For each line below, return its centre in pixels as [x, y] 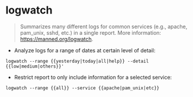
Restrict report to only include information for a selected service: [93, 77]
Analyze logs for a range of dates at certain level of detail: [85, 50]
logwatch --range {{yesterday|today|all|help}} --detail [77, 61]
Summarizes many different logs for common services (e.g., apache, [104, 26]
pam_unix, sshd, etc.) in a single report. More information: [90, 32]
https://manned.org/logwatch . [57, 39]
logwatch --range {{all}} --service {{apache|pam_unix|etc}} [83, 88]
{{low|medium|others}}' [35, 66]
